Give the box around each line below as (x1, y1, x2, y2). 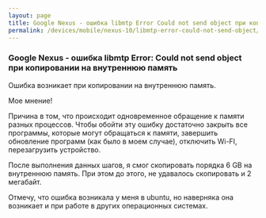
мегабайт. (8, 177, 42, 186)
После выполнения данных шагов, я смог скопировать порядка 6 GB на (8, 160, 253, 170)
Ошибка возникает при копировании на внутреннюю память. (8, 80, 216, 90)
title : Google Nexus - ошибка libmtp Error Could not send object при (8, 19, 246, 27)
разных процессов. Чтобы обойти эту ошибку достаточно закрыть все (8, 120, 248, 129)
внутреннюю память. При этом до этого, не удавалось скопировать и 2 (8, 168, 252, 178)
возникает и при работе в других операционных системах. (8, 201, 208, 210)
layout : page (8, 11, 51, 20)
